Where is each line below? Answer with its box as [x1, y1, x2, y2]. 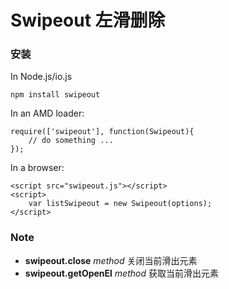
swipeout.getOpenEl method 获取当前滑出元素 [24, 267, 219, 279]
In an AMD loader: [10, 107, 85, 120]
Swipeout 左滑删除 [10, 9, 166, 32]
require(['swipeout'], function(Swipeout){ [10, 127, 195, 137]
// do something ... [28, 136, 114, 146]
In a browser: [10, 162, 65, 174]
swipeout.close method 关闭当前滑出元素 [24, 254, 198, 266]
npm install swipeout [10, 90, 101, 100]
